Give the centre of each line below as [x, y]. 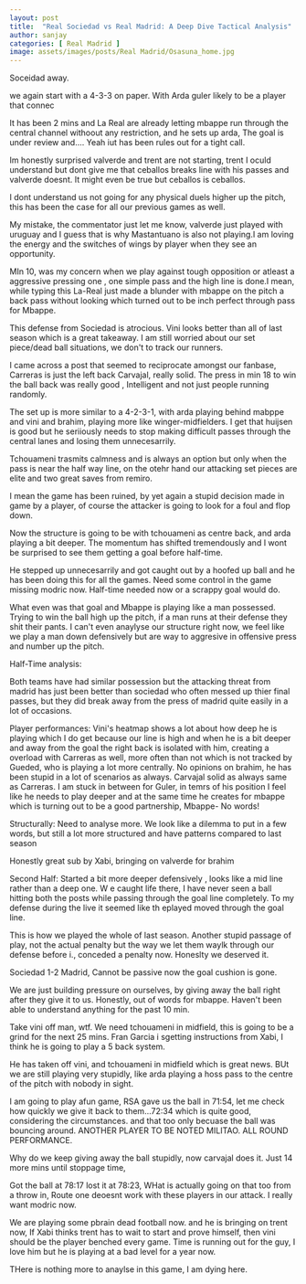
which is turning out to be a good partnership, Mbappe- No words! [135, 806]
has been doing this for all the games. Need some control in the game [141, 580]
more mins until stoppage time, [68, 1168]
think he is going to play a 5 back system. [88, 1046]
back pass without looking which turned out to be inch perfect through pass [152, 301]
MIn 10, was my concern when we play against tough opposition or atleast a [152, 271]
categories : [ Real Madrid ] [65, 43]
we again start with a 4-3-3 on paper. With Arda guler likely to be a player [148, 96]
